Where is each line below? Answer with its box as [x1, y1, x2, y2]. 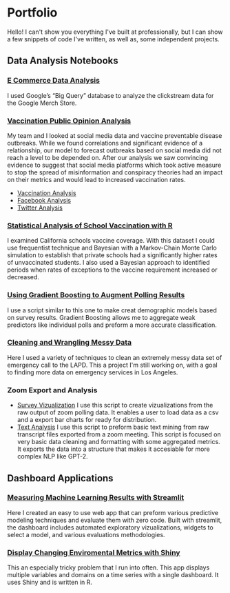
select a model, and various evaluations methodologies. [7, 530, 165, 539]
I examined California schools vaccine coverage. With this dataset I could [7, 237, 215, 245]
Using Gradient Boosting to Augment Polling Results [7, 290, 185, 300]
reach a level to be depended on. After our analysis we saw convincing [7, 153, 209, 161]
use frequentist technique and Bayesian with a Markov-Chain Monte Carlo [7, 243, 217, 252]
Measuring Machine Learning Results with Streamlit [7, 493, 185, 503]
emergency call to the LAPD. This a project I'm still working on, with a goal [7, 361, 218, 369]
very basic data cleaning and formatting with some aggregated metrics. [17, 438, 220, 446]
